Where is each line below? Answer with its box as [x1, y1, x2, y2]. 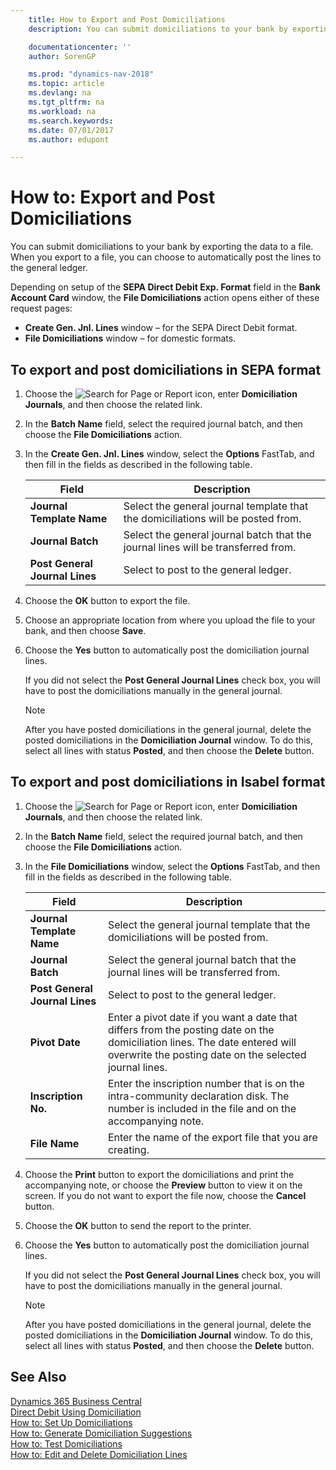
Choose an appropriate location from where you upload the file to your [24, 614, 316, 626]
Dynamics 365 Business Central [10, 1395, 142, 1407]
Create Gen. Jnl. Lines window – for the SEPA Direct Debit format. [24, 322, 298, 334]
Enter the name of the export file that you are [107, 1130, 318, 1144]
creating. [107, 1142, 150, 1156]
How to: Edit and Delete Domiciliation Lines [10, 1448, 188, 1460]
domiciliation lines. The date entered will [107, 1035, 297, 1049]
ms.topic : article [28, 79, 105, 89]
